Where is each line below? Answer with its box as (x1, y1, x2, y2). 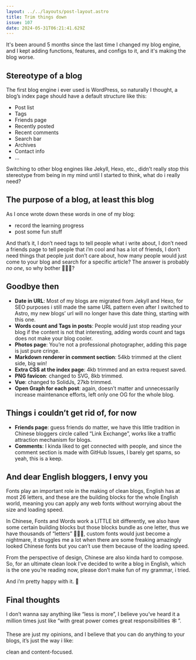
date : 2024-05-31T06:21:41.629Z (6, 25, 85, 31)
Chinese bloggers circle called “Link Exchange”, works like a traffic (14, 430, 177, 437)
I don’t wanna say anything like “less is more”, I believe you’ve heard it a (6, 611, 180, 618)
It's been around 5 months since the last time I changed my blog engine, (6, 41, 181, 48)
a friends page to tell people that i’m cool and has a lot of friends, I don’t (6, 245, 181, 253)
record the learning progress (14, 222, 84, 229)
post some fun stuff (14, 228, 63, 235)
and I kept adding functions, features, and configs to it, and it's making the (6, 48, 186, 55)
